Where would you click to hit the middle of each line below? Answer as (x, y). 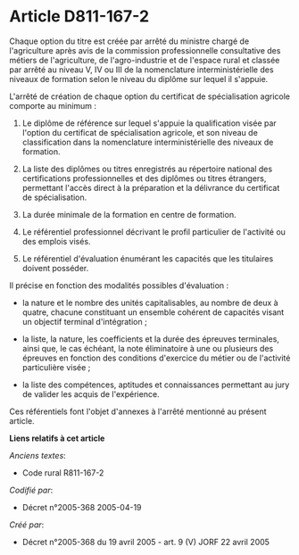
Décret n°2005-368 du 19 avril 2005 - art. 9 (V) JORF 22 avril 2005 (146, 542)
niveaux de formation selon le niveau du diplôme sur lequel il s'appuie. (139, 79)
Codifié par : (31, 490)
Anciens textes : (38, 455)
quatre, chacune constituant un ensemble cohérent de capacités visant (153, 312)
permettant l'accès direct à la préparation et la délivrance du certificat (151, 187)
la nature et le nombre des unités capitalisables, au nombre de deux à (150, 302)
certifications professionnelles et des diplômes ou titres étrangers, (144, 178)
